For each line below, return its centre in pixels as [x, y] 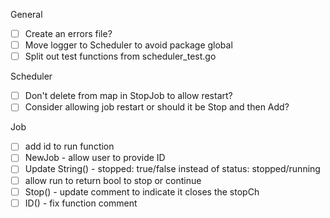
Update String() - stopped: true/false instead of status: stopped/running [172, 169]
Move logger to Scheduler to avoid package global [128, 45]
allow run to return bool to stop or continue [113, 180]
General [26, 14]
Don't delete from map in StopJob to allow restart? [128, 96]
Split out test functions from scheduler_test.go [120, 56]
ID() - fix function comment [81, 203]
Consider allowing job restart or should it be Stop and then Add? [157, 107]
